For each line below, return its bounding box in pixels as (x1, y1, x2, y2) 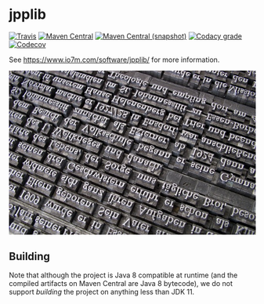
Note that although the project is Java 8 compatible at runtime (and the (9, 270, 238, 280)
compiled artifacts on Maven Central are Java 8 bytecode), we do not (9, 279, 233, 288)
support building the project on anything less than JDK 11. (9, 288, 195, 297)
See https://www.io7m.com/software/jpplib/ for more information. (9, 55, 220, 64)
